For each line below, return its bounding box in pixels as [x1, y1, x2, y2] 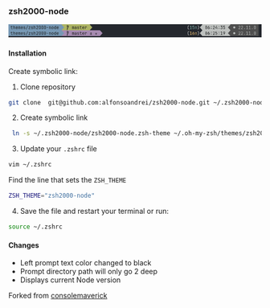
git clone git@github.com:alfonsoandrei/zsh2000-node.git [8, 98, 211, 106]
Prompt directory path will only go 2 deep [19, 267, 158, 277]
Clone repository [19, 82, 76, 92]
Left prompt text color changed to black [19, 258, 152, 268]
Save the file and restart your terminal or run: [19, 207, 170, 216]
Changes [8, 240, 39, 250]
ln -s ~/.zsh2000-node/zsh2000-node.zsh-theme [11, 129, 171, 138]
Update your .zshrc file [19, 144, 98, 154]
